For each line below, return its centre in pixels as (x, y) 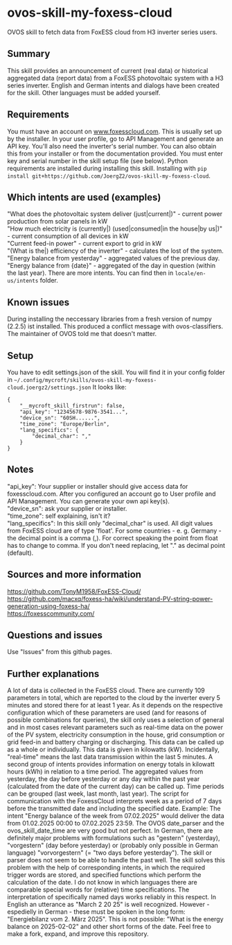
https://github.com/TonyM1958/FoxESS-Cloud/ (74, 591)
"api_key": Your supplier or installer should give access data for (98, 486)
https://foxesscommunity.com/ (51, 613)
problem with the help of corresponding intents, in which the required (106, 868)
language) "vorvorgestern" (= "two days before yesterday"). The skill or (110, 853)
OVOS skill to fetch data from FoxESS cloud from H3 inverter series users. (113, 32)
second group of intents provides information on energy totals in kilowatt (111, 764)
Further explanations (53, 674)
